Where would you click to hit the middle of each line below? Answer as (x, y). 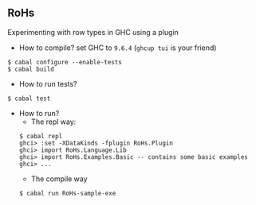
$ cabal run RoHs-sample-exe (67, 193)
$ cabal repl (41, 136)
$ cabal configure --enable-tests (65, 62)
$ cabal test (29, 99)
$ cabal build (31, 69)
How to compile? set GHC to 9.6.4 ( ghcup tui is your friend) (118, 48)
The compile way (59, 179)
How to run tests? (48, 83)
